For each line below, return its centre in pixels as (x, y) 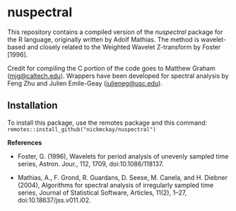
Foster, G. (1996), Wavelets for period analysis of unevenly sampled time (123, 156)
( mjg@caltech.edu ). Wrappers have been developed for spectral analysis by (118, 76)
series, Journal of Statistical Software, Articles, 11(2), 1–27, (102, 193)
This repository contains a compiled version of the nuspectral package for (116, 32)
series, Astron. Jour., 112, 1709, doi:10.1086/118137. (90, 164)
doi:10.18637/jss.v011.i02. (54, 200)
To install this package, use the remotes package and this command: (107, 122)
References (25, 142)
